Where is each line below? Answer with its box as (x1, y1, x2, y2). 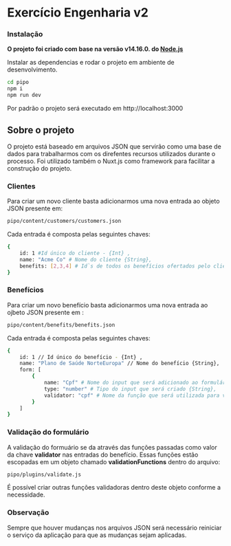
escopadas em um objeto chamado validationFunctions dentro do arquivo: (7, 457, 221, 466)
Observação (7, 507, 49, 517)
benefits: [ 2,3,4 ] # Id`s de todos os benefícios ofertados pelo (19, 263, 211, 270)
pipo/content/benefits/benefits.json (7, 321, 115, 328)
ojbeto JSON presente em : (7, 308, 84, 316)
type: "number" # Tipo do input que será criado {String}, (43, 385, 217, 393)
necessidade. (7, 490, 45, 499)
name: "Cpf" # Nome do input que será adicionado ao (43, 380, 198, 386)
